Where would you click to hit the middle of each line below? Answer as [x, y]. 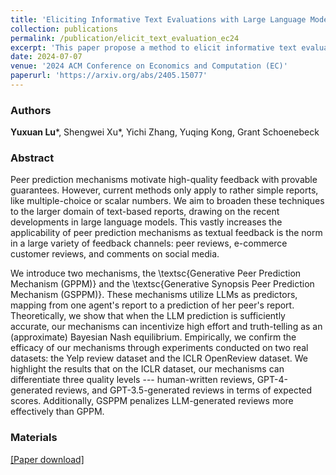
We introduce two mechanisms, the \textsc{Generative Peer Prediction [156, 273]
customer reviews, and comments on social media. [115, 254]
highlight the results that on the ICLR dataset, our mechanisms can [147, 369]
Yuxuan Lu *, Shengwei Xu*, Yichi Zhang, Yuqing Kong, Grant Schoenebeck [165, 132]
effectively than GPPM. [57, 412]
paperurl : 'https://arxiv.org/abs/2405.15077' [109, 76]
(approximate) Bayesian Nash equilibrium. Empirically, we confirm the [153, 337]
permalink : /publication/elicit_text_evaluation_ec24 [125, 38]
